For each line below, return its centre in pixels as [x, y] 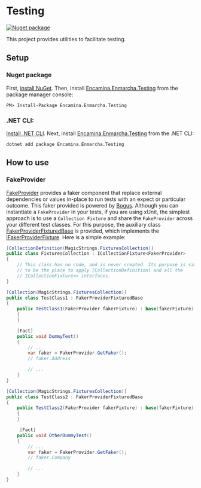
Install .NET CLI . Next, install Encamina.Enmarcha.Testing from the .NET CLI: [100, 133]
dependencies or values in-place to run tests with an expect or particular [96, 199]
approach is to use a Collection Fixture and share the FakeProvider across [100, 218]
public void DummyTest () [48, 336]
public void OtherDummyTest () [55, 435]
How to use [28, 163]
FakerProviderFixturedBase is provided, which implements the [83, 231]
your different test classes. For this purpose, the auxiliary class [83, 224]
